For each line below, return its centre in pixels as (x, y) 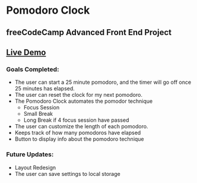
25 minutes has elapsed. (45, 89)
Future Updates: (30, 154)
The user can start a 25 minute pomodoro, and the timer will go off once (103, 82)
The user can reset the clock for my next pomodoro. (78, 95)
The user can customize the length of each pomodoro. (81, 127)
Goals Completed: (33, 69)
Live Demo (26, 52)
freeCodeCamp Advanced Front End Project (89, 32)
